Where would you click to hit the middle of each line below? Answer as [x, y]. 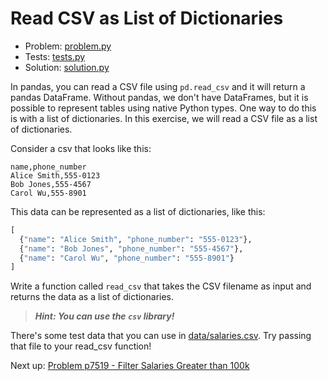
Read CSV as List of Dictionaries [147, 18]
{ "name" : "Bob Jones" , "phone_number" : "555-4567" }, [131, 248]
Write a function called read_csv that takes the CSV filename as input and [161, 286]
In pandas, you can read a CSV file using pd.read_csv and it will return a [158, 86]
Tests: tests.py [55, 56]
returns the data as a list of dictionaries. [92, 297]
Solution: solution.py [67, 67]
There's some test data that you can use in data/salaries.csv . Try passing [161, 336]
